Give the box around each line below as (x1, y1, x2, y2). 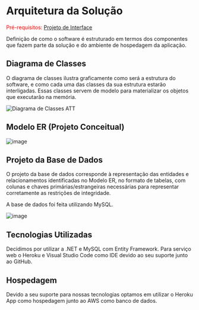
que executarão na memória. (6, 93, 77, 100)
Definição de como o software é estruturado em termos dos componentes (6, 35, 188, 42)
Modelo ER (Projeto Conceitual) (6, 122, 125, 132)
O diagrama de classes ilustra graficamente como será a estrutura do (6, 74, 176, 81)
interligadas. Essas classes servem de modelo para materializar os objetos (6, 87, 189, 94)
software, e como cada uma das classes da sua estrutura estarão (6, 81, 166, 88)
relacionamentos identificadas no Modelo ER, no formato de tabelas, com (6, 177, 186, 184)
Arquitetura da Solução (6, 4, 123, 18)
